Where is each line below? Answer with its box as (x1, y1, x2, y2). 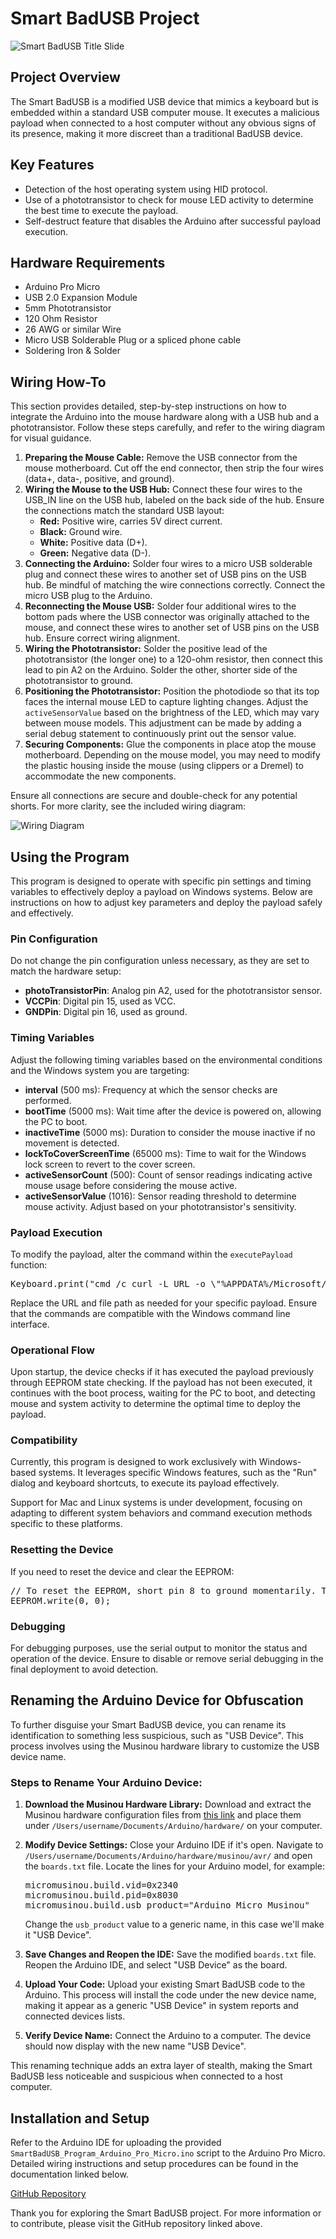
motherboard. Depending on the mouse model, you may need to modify (24, 749, 321, 761)
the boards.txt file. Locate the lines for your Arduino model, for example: (24, 1860, 326, 1872)
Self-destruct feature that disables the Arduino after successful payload (24, 215, 322, 227)
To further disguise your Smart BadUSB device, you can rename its (10, 1718, 287, 1731)
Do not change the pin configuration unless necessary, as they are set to (10, 955, 310, 967)
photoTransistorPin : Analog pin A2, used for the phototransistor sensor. (24, 985, 323, 997)
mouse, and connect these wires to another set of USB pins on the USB (24, 622, 320, 634)
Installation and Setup (10, 2110, 150, 2127)
